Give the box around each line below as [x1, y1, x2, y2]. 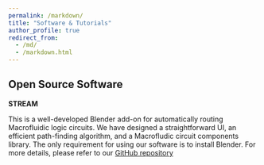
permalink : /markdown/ [8, 11, 83, 20]
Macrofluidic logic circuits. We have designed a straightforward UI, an [8, 122, 237, 132]
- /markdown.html [15, 48, 73, 56]
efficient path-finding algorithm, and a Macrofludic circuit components [8, 131, 239, 140]
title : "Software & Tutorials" [8, 19, 112, 27]
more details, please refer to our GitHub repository [8, 148, 173, 157]
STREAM [8, 98, 38, 108]
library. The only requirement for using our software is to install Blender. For [8, 140, 256, 149]
